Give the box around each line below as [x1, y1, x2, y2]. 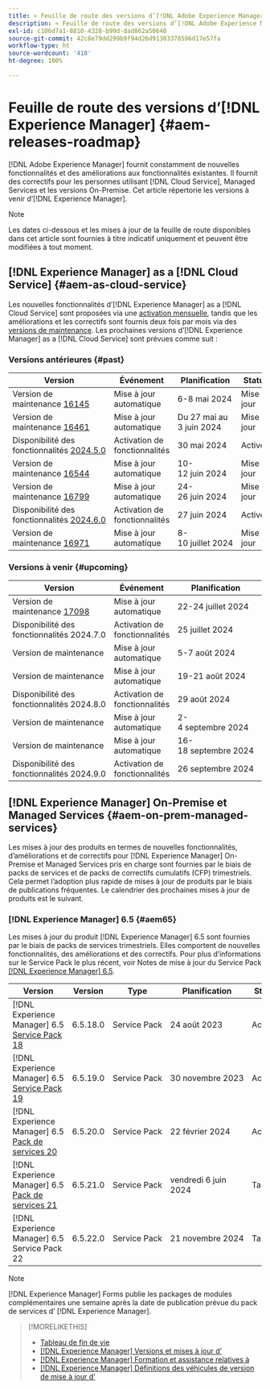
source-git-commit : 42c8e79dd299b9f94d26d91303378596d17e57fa [8, 34, 221, 43]
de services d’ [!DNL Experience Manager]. [8, 1307, 152, 1316]
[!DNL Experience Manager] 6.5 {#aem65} [8, 913, 177, 925]
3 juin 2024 [177, 421, 222, 432]
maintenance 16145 [12, 398, 90, 410]
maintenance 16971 [12, 537, 90, 548]
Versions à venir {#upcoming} [8, 561, 129, 572]
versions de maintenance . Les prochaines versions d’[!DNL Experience [8, 325, 243, 335]
